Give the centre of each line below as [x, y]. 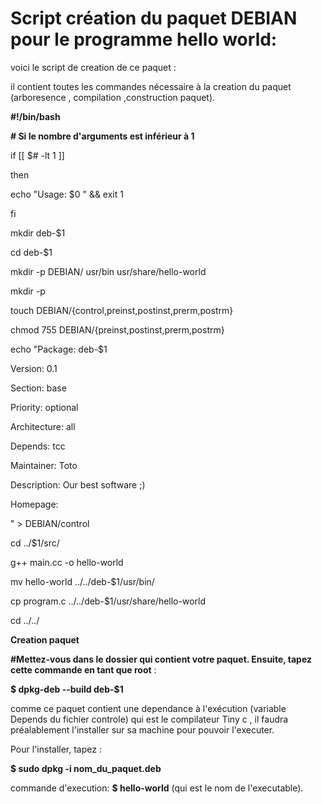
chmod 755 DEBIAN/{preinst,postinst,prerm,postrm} [117, 329]
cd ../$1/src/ [35, 543]
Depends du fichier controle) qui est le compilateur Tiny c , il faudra [149, 719]
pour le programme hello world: [144, 39]
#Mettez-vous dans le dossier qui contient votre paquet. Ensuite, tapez [161, 659]
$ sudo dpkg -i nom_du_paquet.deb [86, 768]
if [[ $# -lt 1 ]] [37, 155]
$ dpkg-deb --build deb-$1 [67, 689]
